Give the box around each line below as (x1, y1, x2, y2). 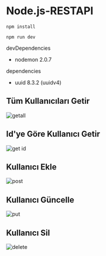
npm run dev (6, 34, 36, 40)
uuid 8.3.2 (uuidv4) (14, 79, 62, 86)
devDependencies (6, 44, 51, 52)
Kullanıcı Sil (6, 228, 50, 238)
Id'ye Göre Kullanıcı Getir (6, 129, 101, 139)
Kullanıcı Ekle (6, 162, 57, 172)
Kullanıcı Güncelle (6, 194, 75, 205)
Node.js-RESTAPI (6, 4, 94, 18)
